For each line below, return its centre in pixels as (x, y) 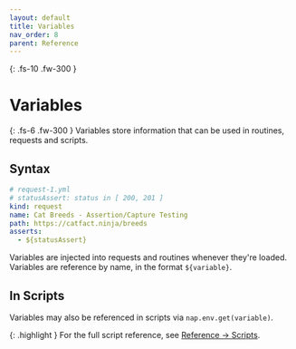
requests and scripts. (49, 141)
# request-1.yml (40, 189)
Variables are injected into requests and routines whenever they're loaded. (148, 257)
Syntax (30, 169)
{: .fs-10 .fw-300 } (43, 69)
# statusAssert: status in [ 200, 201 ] (87, 198)
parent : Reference (44, 43)
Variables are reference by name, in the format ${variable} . (121, 267)
